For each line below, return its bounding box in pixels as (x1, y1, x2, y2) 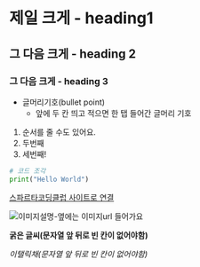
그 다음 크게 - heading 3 (9, 75, 108, 87)
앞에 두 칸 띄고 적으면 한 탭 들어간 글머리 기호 (35, 107, 192, 118)
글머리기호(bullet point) (21, 97, 105, 107)
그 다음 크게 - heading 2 (9, 46, 136, 61)
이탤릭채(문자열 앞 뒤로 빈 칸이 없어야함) (9, 248, 148, 259)
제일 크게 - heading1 (9, 8, 154, 28)
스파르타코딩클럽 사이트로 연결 (9, 192, 115, 202)
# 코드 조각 (9, 166, 46, 176)
